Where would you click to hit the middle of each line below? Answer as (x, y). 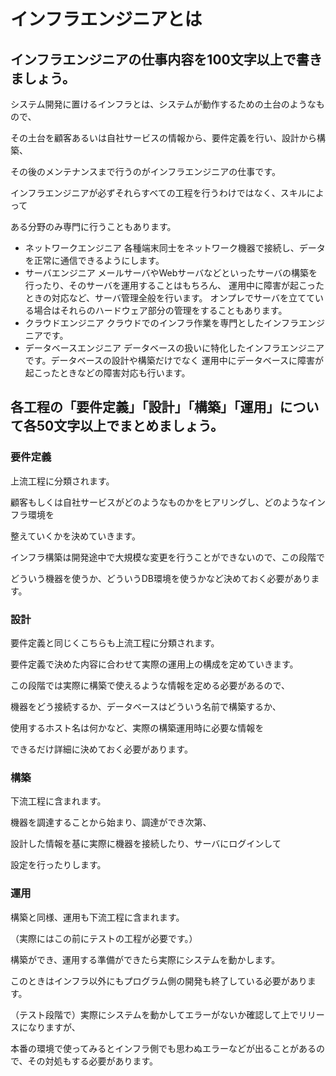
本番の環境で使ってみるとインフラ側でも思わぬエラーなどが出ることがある (163, 1048)
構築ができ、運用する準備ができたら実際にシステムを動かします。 (145, 959)
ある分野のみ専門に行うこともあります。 (93, 226)
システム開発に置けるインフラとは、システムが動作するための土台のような (163, 104)
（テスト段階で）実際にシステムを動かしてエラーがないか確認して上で (154, 1014)
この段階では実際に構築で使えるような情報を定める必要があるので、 (150, 685)
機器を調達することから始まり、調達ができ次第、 (111, 822)
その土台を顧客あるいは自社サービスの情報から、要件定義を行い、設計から (163, 138)
